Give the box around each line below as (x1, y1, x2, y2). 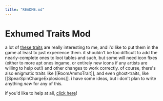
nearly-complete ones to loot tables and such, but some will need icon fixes (5, 55, 158, 61)
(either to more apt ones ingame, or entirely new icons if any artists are (5, 60, 148, 66)
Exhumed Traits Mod (5, 28, 91, 39)
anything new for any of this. (5, 81, 62, 86)
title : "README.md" (5, 7, 45, 12)
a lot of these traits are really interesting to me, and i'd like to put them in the (5, 44, 159, 50)
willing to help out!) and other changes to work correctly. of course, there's (5, 65, 156, 71)
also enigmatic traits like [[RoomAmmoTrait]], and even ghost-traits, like (5, 70, 149, 76)
